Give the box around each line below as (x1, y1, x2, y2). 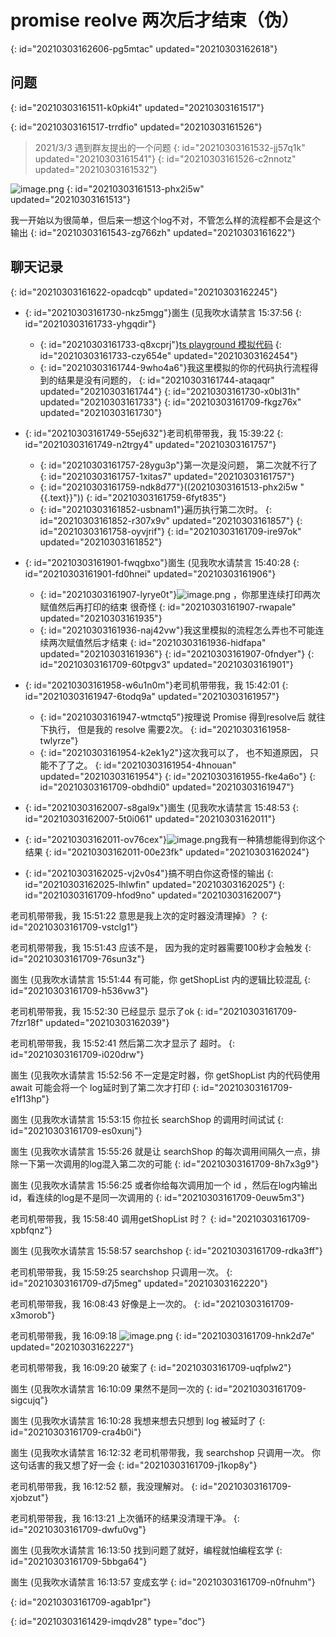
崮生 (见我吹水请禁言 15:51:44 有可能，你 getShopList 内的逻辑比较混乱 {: (10, 973, 311, 985)
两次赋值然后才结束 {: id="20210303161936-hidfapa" (48, 636, 267, 648)
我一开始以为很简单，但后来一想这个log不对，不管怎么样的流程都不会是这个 (10, 214, 322, 226)
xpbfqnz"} (10, 1224, 53, 1236)
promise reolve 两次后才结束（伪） (10, 9, 300, 32)
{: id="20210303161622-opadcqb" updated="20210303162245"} (10, 286, 278, 298)
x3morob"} (10, 1309, 56, 1321)
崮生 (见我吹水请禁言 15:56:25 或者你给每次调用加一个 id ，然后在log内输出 (10, 1179, 318, 1191)
